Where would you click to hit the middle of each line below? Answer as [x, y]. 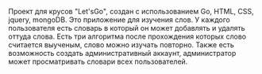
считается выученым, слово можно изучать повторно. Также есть [121, 45]
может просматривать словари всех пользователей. [98, 61]
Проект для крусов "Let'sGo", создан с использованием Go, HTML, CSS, [131, 11]
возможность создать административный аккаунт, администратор [122, 53]
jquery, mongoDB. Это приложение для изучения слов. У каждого [119, 20]
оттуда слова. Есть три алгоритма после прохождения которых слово [127, 36]
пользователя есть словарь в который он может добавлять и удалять [127, 28]
